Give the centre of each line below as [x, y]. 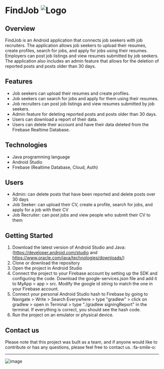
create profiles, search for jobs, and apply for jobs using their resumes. [76, 51]
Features [19, 81]
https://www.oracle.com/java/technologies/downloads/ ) [68, 258]
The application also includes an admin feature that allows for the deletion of [82, 61]
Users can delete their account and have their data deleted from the [80, 124]
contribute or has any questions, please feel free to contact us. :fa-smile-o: [81, 347]
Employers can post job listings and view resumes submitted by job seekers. [82, 56]
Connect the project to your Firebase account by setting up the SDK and [85, 273]
